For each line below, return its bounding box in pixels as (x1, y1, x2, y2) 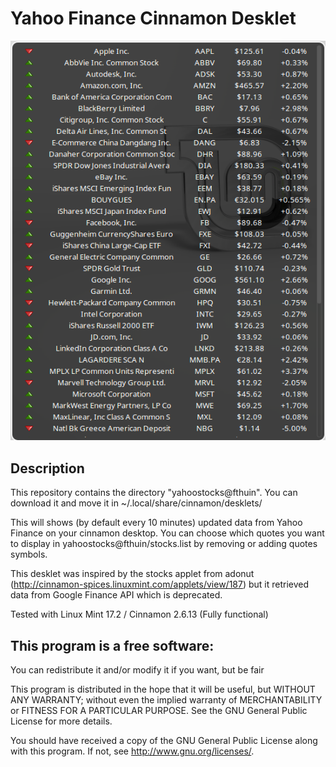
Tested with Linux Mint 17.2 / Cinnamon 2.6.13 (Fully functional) (10, 608, 269, 621)
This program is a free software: (10, 637, 215, 654)
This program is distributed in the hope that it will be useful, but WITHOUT (10, 683, 316, 695)
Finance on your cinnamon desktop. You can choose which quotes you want (10, 527, 325, 539)
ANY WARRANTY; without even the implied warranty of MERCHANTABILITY (10, 693, 323, 706)
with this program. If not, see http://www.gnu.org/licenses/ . (10, 745, 255, 757)
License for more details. (10, 715, 113, 727)
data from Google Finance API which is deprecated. (10, 589, 223, 601)
